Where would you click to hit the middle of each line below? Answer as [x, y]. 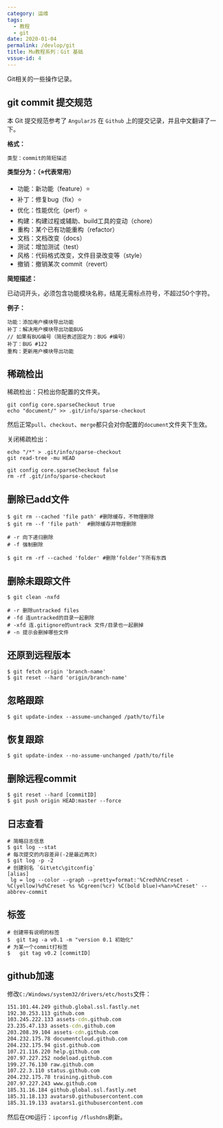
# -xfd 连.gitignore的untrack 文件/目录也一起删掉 [75, 625]
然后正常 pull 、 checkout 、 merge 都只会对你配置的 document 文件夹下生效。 [109, 425]
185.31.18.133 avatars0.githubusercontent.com [75, 1096]
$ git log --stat [32, 848]
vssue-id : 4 [24, 59]
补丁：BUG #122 [27, 344]
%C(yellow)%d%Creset [37, 886]
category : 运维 [28, 13]
